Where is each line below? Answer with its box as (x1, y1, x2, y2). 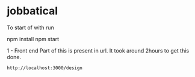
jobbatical (7, 4, 58, 18)
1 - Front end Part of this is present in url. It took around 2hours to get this (7, 47, 189, 54)
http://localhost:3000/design (7, 64, 83, 71)
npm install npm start (7, 35, 60, 42)
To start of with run (7, 24, 55, 31)
